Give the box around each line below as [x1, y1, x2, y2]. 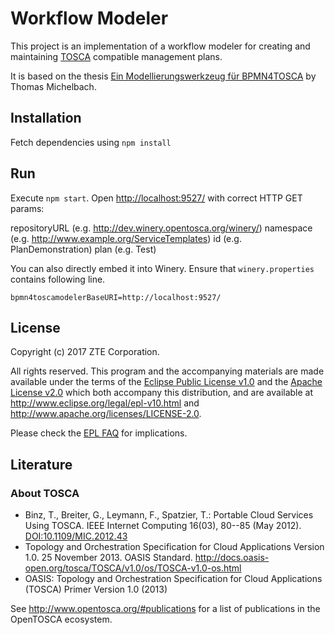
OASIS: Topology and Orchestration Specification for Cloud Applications [24, 573, 323, 585]
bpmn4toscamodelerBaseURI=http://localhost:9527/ [10, 292, 222, 302]
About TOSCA [10, 486, 80, 500]
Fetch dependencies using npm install [10, 136, 172, 148]
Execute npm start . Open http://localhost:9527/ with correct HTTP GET [10, 192, 303, 204]
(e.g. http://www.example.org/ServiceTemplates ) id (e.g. [10, 232, 242, 244]
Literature [10, 456, 73, 473]
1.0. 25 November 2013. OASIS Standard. [24, 552, 193, 564]
